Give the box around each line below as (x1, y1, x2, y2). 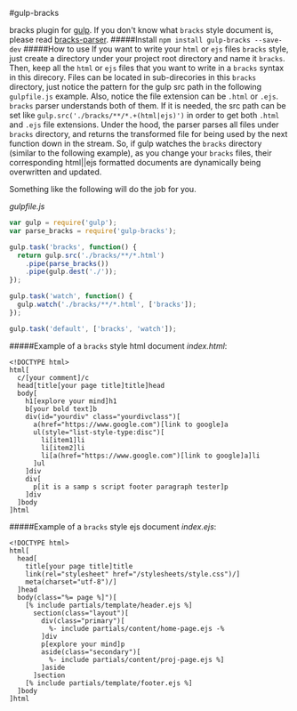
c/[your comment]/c (17, 373, 90, 382)
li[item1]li (41, 435, 86, 444)
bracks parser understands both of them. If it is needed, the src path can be (9, 101, 286, 110)
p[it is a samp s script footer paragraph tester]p (32, 482, 229, 491)
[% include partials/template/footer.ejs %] (25, 678, 193, 688)
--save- (254, 36, 283, 44)
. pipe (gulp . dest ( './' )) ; (25, 267, 117, 277)
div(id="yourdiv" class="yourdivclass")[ (25, 412, 181, 421)
